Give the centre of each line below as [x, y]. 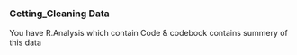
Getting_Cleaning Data [59, 14]
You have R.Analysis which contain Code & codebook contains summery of [148, 33]
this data [26, 42]
